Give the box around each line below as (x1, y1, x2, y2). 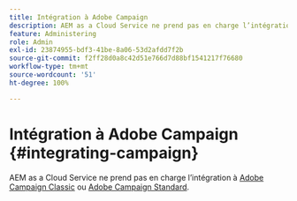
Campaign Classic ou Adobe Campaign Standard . (9, 182, 190, 192)
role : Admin (9, 37, 53, 47)
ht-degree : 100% (9, 78, 69, 87)
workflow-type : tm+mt (9, 63, 89, 71)
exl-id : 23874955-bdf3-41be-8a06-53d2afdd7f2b (9, 46, 184, 55)
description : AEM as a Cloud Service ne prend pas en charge (9, 21, 240, 30)
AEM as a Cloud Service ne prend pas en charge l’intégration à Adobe (9, 172, 264, 182)
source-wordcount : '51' (9, 71, 97, 79)
